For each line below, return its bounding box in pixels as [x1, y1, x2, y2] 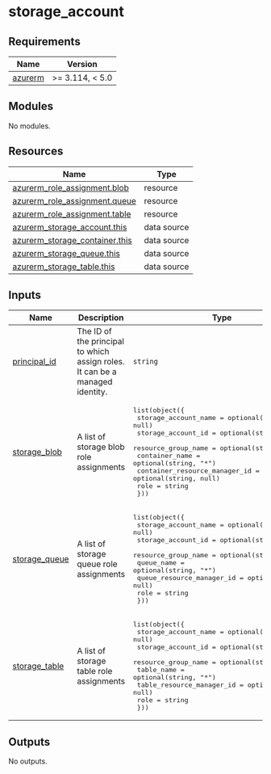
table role [76, 666, 113, 677]
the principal [76, 336, 125, 347]
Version [67, 59, 98, 69]
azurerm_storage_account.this [12, 221, 127, 233]
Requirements [8, 35, 81, 48]
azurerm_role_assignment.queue [12, 195, 137, 206]
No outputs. [8, 756, 48, 766]
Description [77, 312, 124, 323]
